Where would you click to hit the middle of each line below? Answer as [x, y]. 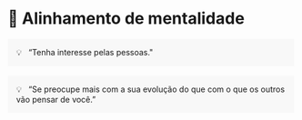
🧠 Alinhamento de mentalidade [126, 19]
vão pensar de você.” [56, 99]
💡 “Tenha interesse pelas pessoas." [85, 52]
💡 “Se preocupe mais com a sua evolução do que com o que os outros [151, 89]
